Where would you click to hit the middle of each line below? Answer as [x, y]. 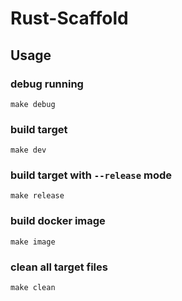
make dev [28, 150]
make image [33, 242]
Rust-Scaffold [69, 18]
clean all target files [59, 267]
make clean [33, 288]
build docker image [58, 221]
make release [37, 196]
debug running [47, 84]
